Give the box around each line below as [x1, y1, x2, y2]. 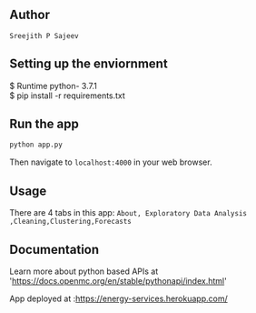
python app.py [9, 140, 64, 149]
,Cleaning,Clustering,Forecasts [9, 217, 132, 227]
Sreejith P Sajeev [9, 31, 79, 40]
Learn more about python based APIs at [9, 266, 159, 277]
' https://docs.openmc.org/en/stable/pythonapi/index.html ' [9, 275, 227, 286]
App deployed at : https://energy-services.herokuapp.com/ [9, 293, 229, 304]
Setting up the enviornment [9, 56, 168, 72]
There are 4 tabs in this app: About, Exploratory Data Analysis [9, 207, 248, 218]
